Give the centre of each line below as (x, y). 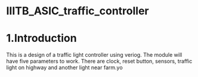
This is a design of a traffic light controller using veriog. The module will (94, 55)
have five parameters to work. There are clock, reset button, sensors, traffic (99, 61)
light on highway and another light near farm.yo (65, 67)
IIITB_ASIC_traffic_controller (78, 11)
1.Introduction (41, 38)
